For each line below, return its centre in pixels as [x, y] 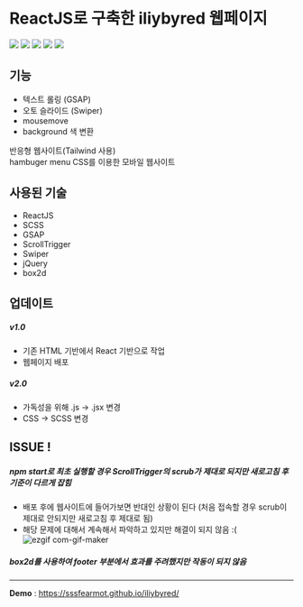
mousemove [46, 120]
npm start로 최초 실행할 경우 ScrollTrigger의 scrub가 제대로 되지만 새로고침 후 [149, 471]
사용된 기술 [38, 193]
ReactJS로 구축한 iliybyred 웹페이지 [138, 18]
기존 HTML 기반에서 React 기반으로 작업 [93, 350]
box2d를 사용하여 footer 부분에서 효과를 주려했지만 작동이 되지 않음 [128, 561]
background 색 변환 [58, 131]
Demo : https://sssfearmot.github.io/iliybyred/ [94, 593]
